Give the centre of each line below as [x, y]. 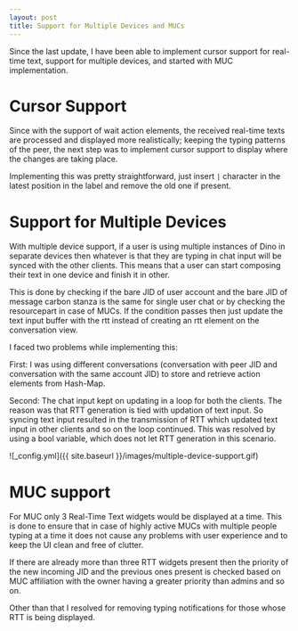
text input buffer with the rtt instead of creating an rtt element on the [134, 321]
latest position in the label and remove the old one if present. [120, 186]
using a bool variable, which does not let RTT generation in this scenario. [143, 438]
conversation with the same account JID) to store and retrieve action [135, 374]
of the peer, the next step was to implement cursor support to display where [149, 150]
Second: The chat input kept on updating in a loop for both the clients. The [146, 401]
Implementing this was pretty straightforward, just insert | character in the [145, 176]
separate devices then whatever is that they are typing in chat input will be [145, 256]
